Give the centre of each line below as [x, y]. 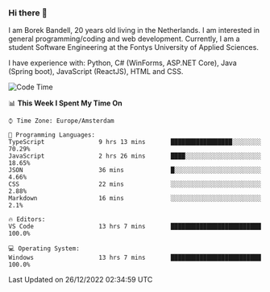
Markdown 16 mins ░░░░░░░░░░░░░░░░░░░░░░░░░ [135, 199]
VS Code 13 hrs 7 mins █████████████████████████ [135, 227]
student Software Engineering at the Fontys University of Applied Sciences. [134, 47]
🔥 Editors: [27, 220]
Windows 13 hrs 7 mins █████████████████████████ [135, 258]
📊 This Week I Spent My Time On [65, 103]
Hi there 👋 [28, 13]
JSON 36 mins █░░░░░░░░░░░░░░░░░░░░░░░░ [135, 171]
